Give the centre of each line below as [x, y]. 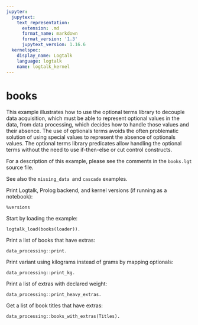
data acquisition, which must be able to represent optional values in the [93, 118]
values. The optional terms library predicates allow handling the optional [94, 144]
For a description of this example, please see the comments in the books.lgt [99, 161]
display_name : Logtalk [45, 56]
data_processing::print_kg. [41, 273]
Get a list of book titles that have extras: [55, 305]
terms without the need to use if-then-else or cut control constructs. [89, 150]
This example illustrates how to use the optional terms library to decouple [95, 112]
